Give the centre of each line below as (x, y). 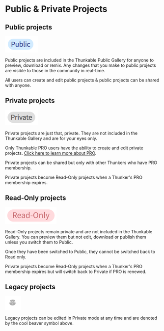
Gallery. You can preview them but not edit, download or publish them (76, 237)
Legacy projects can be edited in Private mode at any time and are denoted (81, 318)
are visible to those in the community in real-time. (55, 70)
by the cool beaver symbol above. (39, 323)
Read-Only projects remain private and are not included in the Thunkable (79, 231)
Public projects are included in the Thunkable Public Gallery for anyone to (79, 60)
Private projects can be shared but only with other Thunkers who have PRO (81, 163)
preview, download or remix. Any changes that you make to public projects (81, 65)
